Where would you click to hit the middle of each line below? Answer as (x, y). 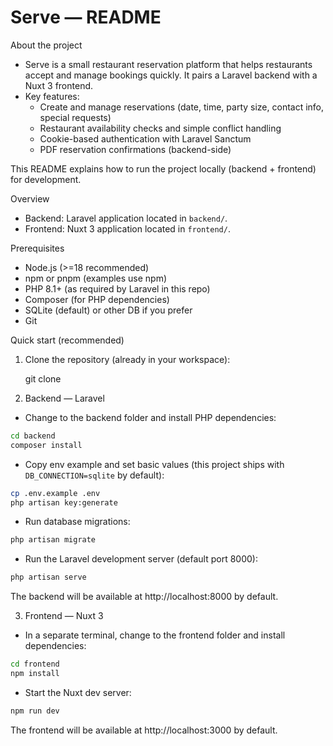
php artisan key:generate (64, 502)
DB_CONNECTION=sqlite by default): (94, 475)
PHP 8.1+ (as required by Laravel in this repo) (117, 288)
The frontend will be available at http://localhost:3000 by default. (144, 730)
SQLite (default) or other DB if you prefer (108, 310)
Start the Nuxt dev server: (78, 692)
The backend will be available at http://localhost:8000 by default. (144, 597)
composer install (46, 445)
